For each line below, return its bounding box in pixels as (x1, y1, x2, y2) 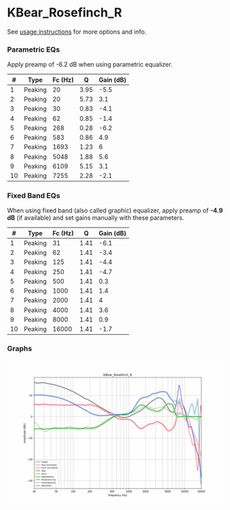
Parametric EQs (7, 45, 60, 54)
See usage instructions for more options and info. (7, 27, 147, 36)
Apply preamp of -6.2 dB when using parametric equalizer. (7, 60, 173, 69)
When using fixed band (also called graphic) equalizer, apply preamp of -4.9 (7, 206, 223, 214)
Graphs (7, 344, 32, 353)
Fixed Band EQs (7, 190, 60, 200)
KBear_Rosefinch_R (7, 5, 123, 21)
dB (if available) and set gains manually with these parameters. (7, 214, 185, 222)
